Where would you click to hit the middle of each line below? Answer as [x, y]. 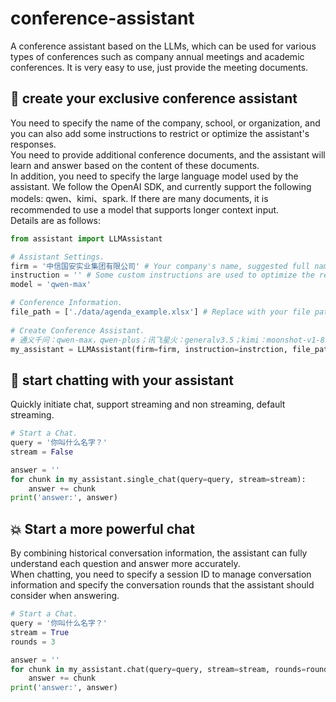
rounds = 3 [33, 642]
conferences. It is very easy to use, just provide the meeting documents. [159, 67]
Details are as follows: [56, 220]
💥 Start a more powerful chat [102, 528]
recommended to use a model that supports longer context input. [145, 209]
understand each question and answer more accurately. [125, 564]
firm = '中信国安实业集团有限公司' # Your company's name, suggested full [160, 266]
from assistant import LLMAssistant [86, 238]
